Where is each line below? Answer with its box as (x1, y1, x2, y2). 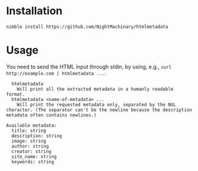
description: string (11, 132, 62, 139)
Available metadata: (6, 122, 58, 128)
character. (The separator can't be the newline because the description (6, 107, 193, 113)
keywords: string (11, 159, 55, 164)
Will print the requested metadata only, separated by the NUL (17, 102, 177, 107)
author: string (11, 143, 49, 149)
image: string (11, 138, 46, 144)
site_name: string (11, 153, 58, 160)
